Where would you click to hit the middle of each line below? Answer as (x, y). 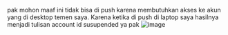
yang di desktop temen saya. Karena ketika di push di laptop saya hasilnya (113, 17)
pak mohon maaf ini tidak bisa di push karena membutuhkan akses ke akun (114, 10)
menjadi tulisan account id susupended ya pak (73, 24)
